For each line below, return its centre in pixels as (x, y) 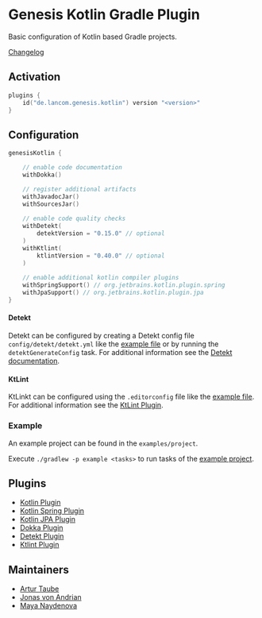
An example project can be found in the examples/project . (103, 443)
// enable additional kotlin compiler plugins (101, 278)
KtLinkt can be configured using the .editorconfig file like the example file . (131, 397)
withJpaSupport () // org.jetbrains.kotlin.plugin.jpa (113, 293)
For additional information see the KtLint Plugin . (86, 405)
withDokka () (42, 175)
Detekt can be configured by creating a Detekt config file (101, 336)
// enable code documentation (73, 168)
